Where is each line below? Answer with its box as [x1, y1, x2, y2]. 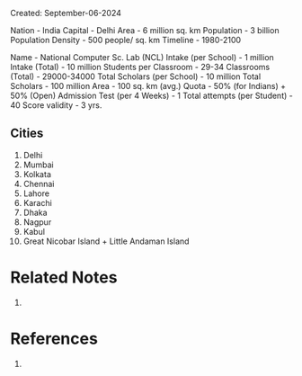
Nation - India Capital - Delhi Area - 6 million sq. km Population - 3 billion [10, 25, 280, 35]
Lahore [22, 188, 50, 199]
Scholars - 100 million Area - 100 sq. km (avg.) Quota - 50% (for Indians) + [10, 81, 287, 91]
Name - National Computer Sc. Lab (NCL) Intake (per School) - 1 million [10, 52, 275, 62]
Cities [10, 126, 44, 141]
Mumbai [22, 159, 54, 170]
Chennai [22, 178, 55, 189]
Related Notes [10, 267, 118, 287]
